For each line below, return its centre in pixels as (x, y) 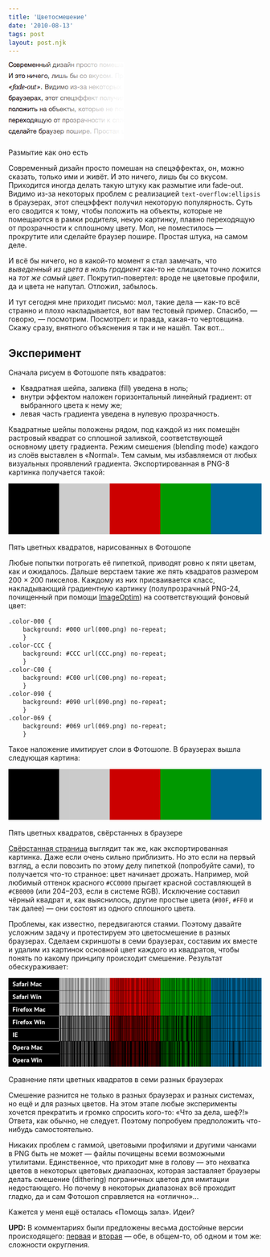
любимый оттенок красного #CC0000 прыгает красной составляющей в (130, 882)
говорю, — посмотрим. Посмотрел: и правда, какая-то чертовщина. (127, 319)
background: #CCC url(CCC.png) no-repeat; (95, 653)
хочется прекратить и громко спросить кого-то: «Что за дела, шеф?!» (129, 1113)
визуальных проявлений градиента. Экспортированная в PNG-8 (119, 464)
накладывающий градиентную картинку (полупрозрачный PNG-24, (125, 588)
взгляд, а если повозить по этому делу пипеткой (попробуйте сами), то (132, 865)
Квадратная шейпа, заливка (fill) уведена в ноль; (104, 388)
